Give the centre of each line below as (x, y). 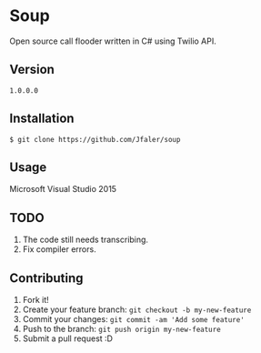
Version (32, 70)
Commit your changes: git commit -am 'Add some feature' (134, 319)
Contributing (46, 278)
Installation (42, 119)
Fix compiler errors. (60, 249)
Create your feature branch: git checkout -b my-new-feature (137, 309)
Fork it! (36, 300)
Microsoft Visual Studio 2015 (63, 189)
